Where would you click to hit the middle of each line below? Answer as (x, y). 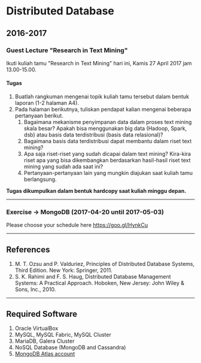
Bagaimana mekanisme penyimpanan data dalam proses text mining (108, 122)
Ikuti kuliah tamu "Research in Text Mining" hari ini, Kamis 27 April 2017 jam (99, 63)
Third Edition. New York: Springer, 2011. (63, 270)
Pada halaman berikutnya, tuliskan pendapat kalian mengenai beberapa (103, 110)
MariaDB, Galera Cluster (45, 341)
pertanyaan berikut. (39, 116)
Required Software (42, 314)
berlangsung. (40, 179)
